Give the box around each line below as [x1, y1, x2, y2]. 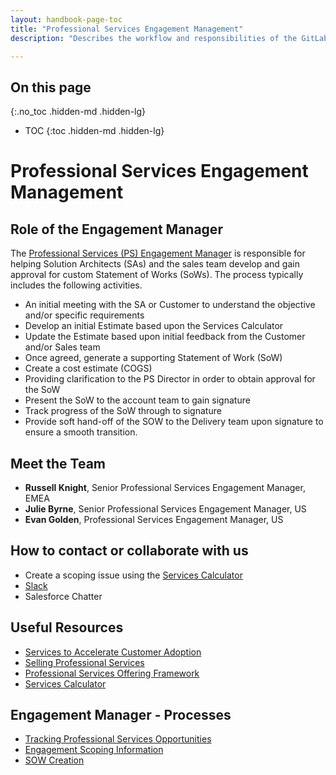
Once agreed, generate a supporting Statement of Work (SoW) [24, 352, 283, 364]
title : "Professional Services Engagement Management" [10, 24, 244, 34]
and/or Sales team [24, 341, 101, 353]
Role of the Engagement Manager [10, 221, 223, 238]
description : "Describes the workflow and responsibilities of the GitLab [10, 33, 329, 43]
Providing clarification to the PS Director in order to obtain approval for [24, 373, 316, 385]
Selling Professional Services [24, 656, 145, 668]
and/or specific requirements [24, 309, 145, 321]
